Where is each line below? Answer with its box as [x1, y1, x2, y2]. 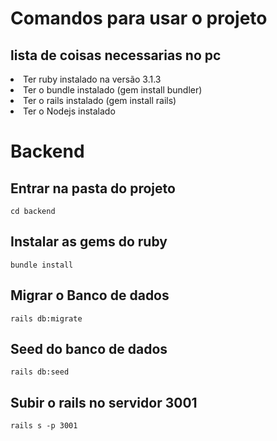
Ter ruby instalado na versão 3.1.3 [23, 73, 162, 85]
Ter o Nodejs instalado [23, 105, 116, 117]
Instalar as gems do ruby [10, 233, 168, 251]
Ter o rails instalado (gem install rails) [23, 95, 177, 106]
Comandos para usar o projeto [10, 7, 268, 30]
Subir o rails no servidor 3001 [10, 394, 198, 411]
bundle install [10, 260, 74, 270]
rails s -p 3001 [10, 421, 78, 431]
